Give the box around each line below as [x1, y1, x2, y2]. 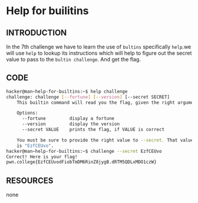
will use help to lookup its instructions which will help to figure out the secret [6, 50, 192, 57]
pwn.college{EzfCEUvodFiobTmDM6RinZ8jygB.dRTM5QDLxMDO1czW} [6, 159, 157, 165]
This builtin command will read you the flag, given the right [16, 99, 176, 106]
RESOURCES [6, 175, 54, 185]
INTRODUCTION [6, 28, 67, 38]
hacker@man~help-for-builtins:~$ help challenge [6, 89, 128, 94]
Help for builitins [6, 4, 90, 18]
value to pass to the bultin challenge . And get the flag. [6, 56, 141, 63]
